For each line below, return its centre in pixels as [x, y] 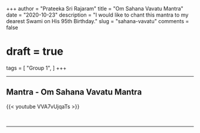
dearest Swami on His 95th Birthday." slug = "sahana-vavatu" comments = [98, 21]
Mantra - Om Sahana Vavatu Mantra [74, 92]
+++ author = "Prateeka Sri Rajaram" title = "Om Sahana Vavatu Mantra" [95, 9]
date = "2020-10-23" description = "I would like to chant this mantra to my [97, 15]
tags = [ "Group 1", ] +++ [36, 68]
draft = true [35, 51]
